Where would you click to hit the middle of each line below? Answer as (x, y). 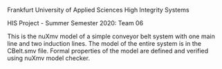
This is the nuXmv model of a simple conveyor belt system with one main (111, 36)
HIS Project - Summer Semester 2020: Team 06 (75, 23)
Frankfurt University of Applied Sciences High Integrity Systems (98, 10)
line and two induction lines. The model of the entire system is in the (104, 43)
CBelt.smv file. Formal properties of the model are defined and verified (108, 51)
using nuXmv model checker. (48, 58)
